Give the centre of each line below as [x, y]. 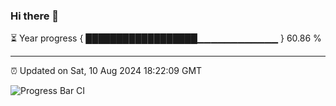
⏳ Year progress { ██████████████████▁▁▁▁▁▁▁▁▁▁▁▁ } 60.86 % [166, 38]
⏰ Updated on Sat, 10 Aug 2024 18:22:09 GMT [106, 71]
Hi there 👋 [35, 16]
